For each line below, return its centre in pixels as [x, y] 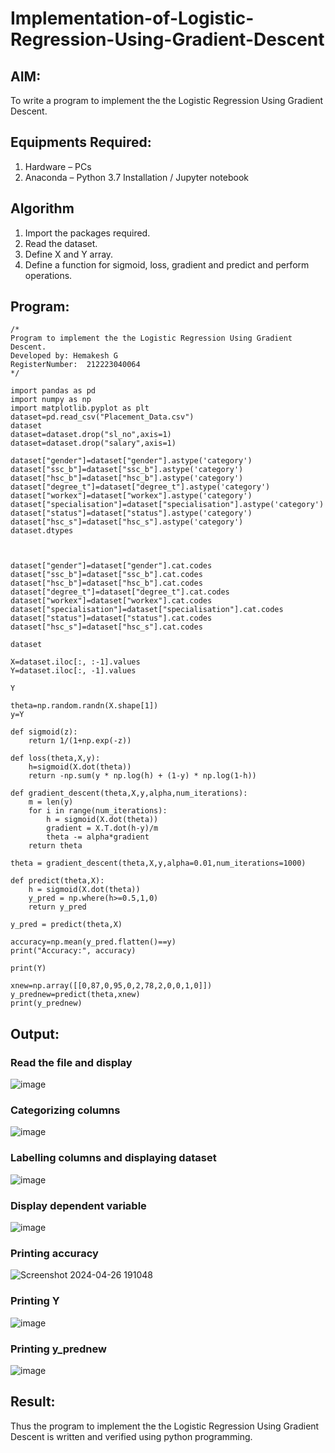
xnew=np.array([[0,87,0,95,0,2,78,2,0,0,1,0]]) [111, 986]
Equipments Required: [81, 142]
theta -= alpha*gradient [98, 837]
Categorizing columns [65, 1110]
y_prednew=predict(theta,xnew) [75, 995]
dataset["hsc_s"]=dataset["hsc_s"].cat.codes [106, 627]
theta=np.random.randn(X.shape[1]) [84, 706]
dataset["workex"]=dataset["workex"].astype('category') [131, 496]
